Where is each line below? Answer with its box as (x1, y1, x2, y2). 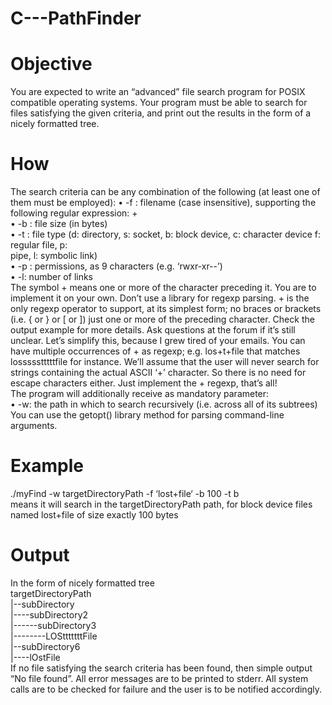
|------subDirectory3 (10, 619, 97, 631)
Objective (10, 53, 93, 76)
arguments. (10, 420, 58, 432)
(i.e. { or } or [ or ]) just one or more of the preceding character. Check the (10, 313, 315, 326)
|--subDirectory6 (10, 640, 81, 652)
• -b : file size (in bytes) (10, 218, 108, 230)
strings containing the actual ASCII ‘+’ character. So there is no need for (10, 367, 307, 379)
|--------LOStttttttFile (10, 630, 98, 642)
